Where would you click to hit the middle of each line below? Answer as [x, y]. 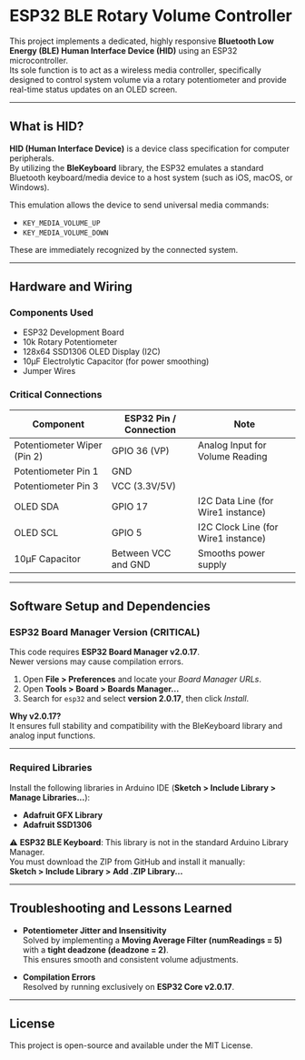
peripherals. [32, 158]
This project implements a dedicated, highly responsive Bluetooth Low [142, 41]
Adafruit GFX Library [63, 814]
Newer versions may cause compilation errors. [97, 661]
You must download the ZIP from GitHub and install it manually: [128, 862]
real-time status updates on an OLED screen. [93, 89]
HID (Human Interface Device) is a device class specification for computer [150, 148]
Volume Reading [233, 456]
